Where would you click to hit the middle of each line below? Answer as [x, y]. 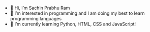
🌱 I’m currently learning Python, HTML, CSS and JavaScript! [73, 24]
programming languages [36, 19]
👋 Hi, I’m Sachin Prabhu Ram [40, 8]
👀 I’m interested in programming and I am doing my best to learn [77, 13]
